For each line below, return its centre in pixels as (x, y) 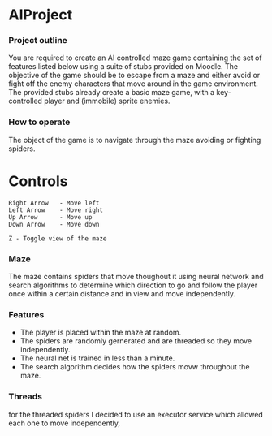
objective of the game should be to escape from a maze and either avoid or (134, 76)
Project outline (38, 41)
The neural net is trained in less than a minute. (97, 358)
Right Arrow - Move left (54, 203)
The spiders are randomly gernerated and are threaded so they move (136, 341)
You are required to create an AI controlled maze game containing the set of (135, 58)
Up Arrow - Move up (50, 217)
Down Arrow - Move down (54, 224)
